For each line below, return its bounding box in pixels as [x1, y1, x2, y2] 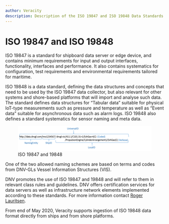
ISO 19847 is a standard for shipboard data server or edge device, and [5, 52, 151, 59]
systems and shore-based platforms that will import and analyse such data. [5, 94, 162, 100]
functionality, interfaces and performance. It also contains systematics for [5, 63, 159, 69]
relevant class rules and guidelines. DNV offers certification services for [5, 182, 155, 188]
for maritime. [5, 74, 32, 80]
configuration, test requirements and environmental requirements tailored [5, 69, 158, 75]
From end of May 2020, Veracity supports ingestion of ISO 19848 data [5, 207, 151, 214]
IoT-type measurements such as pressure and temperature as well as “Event [5, 105, 164, 111]
